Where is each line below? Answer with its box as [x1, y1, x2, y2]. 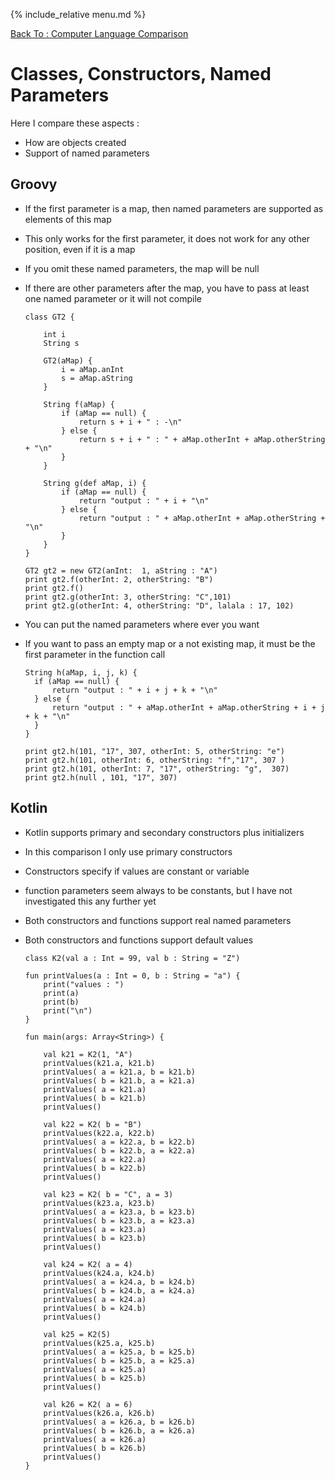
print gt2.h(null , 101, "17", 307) [24, 772, 178, 783]
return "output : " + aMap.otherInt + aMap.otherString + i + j [51, 702, 326, 713]
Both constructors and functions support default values [24, 934, 254, 946]
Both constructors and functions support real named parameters [24, 914, 292, 926]
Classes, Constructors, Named [10, 63, 272, 86]
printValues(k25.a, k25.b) [43, 1338, 156, 1348]
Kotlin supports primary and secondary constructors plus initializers [24, 826, 305, 838]
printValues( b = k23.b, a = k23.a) [43, 1215, 196, 1226]
